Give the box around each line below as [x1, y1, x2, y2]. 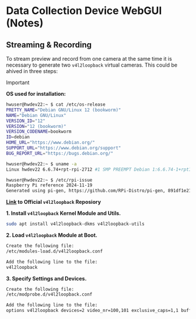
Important [6, 79, 30, 86]
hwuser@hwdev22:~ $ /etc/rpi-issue [6, 177, 93, 183]
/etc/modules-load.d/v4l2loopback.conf [6, 248, 103, 254]
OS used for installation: [6, 91, 66, 97]
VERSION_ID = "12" [6, 118, 45, 124]
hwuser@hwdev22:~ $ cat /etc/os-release [6, 102, 106, 108]
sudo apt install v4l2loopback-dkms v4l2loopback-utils [6, 221, 145, 227]
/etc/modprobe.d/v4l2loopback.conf [6, 292, 93, 297]
